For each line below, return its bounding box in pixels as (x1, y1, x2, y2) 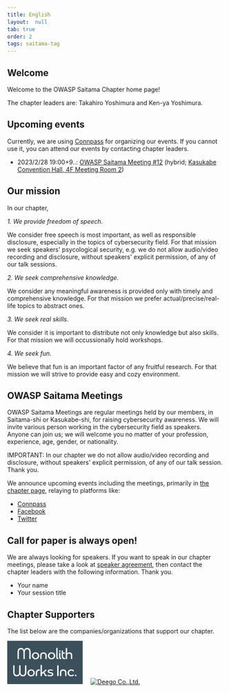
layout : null (7, 18, 48, 26)
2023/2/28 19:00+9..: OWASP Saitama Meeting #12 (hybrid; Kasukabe (17, 158, 217, 166)
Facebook (17, 507, 46, 516)
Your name (17, 582, 48, 590)
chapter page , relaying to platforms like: (7, 487, 121, 495)
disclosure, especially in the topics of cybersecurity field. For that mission (7, 237, 217, 246)
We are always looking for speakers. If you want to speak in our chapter (7, 553, 212, 561)
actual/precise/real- (163, 294, 220, 303)
